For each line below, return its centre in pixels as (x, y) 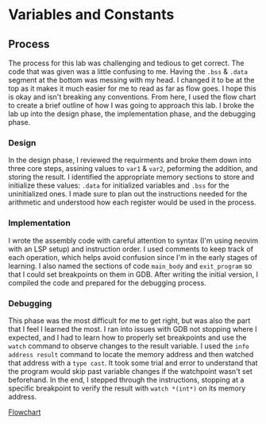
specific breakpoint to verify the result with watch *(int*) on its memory (127, 388)
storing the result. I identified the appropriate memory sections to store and (131, 177)
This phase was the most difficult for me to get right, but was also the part (129, 321)
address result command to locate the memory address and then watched (131, 354)
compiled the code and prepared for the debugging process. (107, 282)
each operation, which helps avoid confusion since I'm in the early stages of (133, 257)
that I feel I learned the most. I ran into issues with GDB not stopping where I (133, 329)
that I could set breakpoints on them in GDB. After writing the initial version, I (133, 274)
